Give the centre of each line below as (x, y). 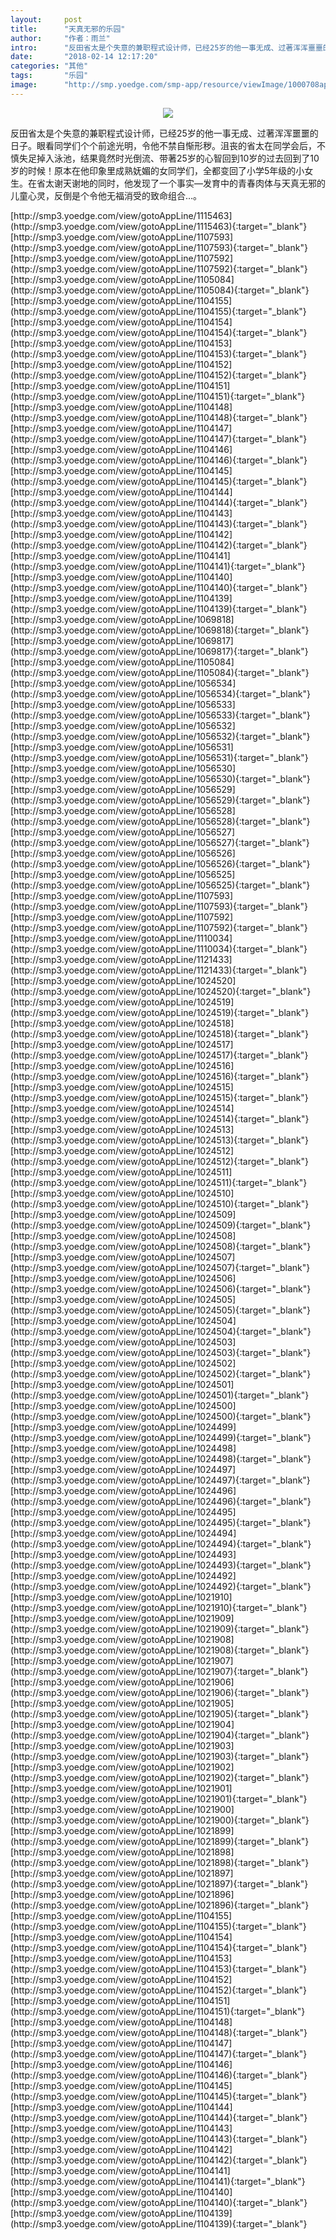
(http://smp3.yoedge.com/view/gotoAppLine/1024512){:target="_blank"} (159, 1161)
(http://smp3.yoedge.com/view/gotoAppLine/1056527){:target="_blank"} (160, 842)
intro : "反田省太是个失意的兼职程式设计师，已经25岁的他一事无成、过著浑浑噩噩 (166, 47)
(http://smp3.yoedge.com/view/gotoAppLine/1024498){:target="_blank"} (161, 1458)
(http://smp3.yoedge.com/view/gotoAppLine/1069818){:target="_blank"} (160, 630)
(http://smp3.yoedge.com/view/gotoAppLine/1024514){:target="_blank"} (160, 1118)
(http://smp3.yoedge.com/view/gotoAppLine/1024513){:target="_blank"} (160, 1140)
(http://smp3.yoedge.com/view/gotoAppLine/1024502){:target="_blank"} (161, 1373)
